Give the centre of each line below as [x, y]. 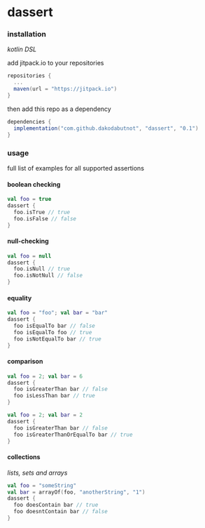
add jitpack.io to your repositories [56, 63]
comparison [25, 362]
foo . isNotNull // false [48, 276]
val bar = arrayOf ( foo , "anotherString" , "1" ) [76, 492]
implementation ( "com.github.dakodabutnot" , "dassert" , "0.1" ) [106, 128]
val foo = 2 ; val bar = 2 [45, 415]
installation [27, 34]
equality [20, 298]
